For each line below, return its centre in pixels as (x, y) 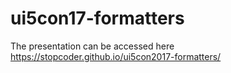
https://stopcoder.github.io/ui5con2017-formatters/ (116, 56)
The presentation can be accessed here (92, 46)
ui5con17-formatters (97, 18)
